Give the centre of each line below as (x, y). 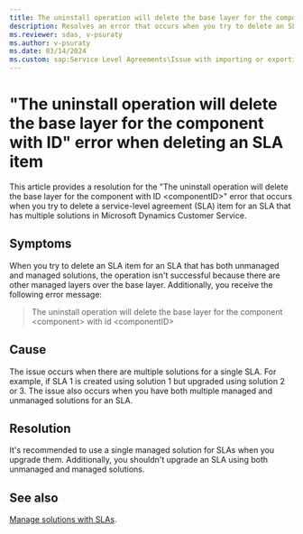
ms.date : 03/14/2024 (48, 51)
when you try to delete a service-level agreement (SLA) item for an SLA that (150, 206)
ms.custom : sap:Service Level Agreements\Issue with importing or (137, 60)
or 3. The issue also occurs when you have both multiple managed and (141, 391)
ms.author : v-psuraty (50, 43)
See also (34, 497)
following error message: (55, 294)
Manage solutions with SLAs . (63, 520)
